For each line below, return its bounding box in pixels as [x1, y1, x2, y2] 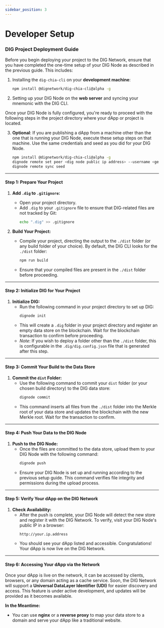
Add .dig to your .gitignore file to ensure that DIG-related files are [19, 204, 155, 211]
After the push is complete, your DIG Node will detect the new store [19, 512, 155, 518]
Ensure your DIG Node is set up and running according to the [19, 469, 143, 476]
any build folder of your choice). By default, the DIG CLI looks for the [19, 243, 158, 249]
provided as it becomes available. [5, 593, 73, 599]
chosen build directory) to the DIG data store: [19, 385, 111, 391]
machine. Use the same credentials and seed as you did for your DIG [12, 140, 151, 146]
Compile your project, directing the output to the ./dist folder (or [19, 238, 151, 244]
